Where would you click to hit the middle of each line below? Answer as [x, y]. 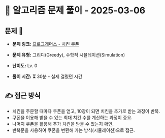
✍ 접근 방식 [23, 95]
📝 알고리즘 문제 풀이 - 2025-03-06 [75, 10]
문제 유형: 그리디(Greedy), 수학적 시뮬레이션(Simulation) [69, 55]
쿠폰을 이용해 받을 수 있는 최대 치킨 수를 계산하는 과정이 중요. [72, 117]
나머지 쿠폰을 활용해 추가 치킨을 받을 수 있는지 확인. [63, 124]
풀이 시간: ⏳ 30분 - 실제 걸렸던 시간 [47, 76]
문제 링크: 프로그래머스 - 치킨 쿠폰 [46, 44]
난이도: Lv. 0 [25, 66]
